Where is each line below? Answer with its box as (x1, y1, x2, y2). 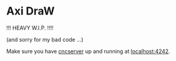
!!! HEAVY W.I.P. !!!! (6, 24, 54, 31)
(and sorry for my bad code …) (6, 36, 83, 43)
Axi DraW (6, 4, 55, 18)
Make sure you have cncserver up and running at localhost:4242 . (6, 47, 171, 55)
